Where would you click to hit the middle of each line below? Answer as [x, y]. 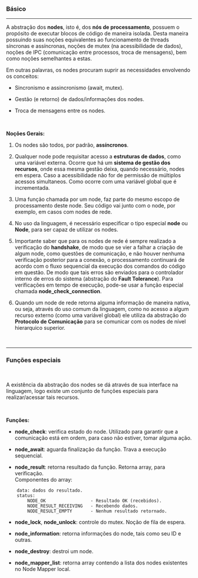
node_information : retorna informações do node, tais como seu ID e [98, 533]
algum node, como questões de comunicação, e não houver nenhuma [100, 254]
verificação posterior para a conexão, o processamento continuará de [99, 260]
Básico [16, 9]
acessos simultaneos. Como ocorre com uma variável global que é [95, 181]
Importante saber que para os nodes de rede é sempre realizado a [95, 241]
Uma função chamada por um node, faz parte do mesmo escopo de [97, 199]
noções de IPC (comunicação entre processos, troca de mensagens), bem [96, 53]
